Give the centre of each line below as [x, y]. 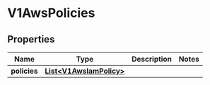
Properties [31, 39]
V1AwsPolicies [51, 13]
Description [152, 59]
